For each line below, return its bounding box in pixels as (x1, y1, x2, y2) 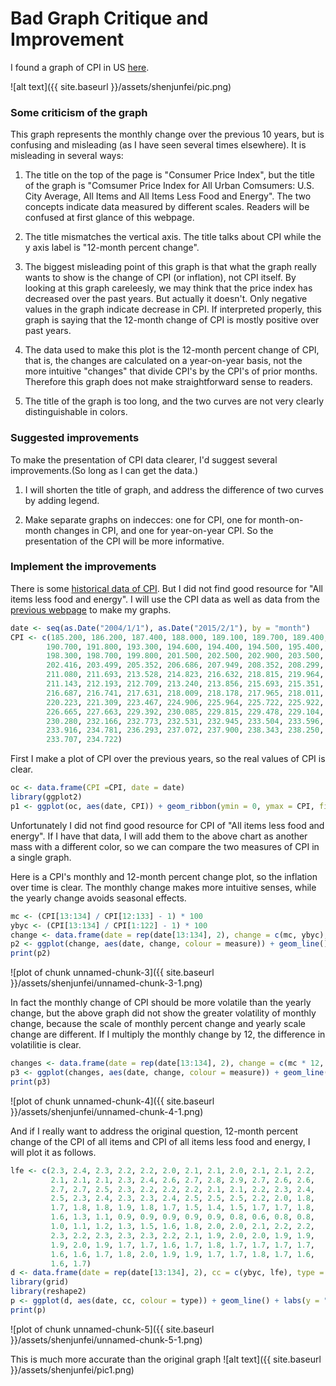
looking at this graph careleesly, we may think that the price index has (24, 282, 313, 294)
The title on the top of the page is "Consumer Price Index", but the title (24, 169, 316, 181)
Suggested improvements (10, 431, 140, 445)
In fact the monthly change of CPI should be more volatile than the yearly (10, 997, 312, 1009)
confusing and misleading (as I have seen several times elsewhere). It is (10, 139, 307, 151)
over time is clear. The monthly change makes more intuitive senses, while (10, 881, 317, 893)
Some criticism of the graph (10, 105, 148, 119)
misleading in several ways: (10, 150, 124, 162)
